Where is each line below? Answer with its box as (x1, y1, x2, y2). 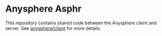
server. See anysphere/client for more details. (5, 25, 101, 31)
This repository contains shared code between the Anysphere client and (5, 20, 157, 26)
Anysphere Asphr (5, 3, 82, 15)
